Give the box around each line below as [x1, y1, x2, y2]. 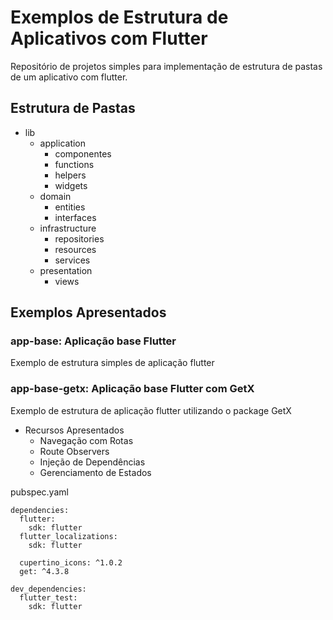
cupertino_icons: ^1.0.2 [19, 557, 123, 568]
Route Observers [39, 445, 110, 457]
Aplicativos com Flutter [10, 27, 208, 50]
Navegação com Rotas [39, 434, 134, 446]
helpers [54, 169, 87, 181]
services [54, 254, 91, 266]
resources [54, 243, 97, 255]
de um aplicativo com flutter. [10, 71, 128, 83]
